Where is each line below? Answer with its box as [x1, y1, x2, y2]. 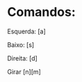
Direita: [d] [7, 54, 38, 63]
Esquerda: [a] [7, 27, 47, 35]
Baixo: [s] [7, 40, 35, 49]
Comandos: [7, 4, 76, 20]
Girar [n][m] [7, 67, 42, 76]
